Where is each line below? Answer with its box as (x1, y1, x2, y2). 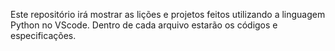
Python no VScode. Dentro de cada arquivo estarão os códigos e (10, 19, 278, 31)
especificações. (10, 30, 77, 41)
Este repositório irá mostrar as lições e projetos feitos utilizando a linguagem (10, 9, 326, 20)
